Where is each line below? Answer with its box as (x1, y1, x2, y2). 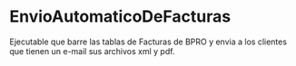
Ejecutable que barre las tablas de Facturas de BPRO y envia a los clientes (9, 36, 288, 47)
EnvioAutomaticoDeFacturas (9, 6, 232, 27)
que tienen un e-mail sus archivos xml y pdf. (9, 45, 175, 56)
